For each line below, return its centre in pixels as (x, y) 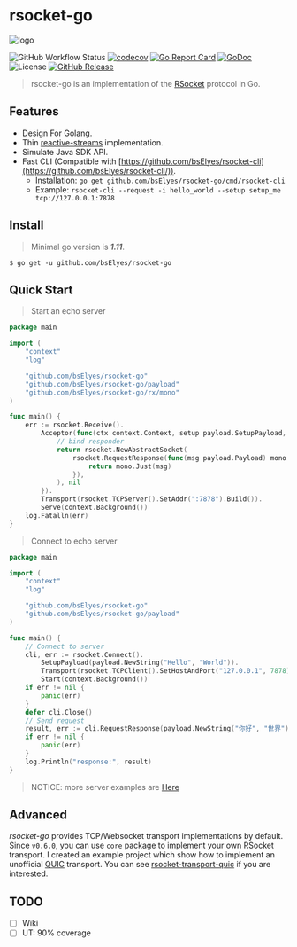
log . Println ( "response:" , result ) (88, 762)
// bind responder (90, 442)
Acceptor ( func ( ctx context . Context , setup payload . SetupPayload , (164, 434)
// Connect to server (65, 646)
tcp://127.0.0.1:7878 (75, 198)
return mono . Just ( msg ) (130, 466)
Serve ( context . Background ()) (95, 507)
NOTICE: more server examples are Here (105, 787)
